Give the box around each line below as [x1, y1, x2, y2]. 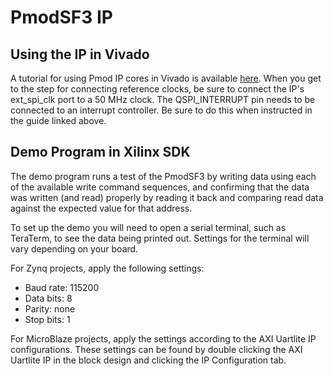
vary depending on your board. [10, 242, 139, 255]
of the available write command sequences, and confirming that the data [10, 181, 310, 193]
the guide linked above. [10, 115, 107, 126]
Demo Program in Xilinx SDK [10, 144, 191, 161]
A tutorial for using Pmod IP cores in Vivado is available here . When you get [10, 72, 322, 84]
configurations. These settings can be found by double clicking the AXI [10, 343, 303, 355]
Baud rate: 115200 [24, 281, 100, 293]
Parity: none [24, 302, 76, 315]
